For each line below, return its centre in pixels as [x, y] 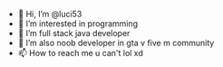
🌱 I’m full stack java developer [74, 33]
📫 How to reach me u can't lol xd [80, 53]
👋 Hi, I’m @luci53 [50, 14]
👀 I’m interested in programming [78, 24]
